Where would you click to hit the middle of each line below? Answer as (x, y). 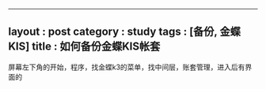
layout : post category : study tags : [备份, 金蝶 (125, 32)
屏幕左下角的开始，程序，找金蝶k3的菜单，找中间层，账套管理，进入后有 (127, 67)
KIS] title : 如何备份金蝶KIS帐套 (84, 47)
